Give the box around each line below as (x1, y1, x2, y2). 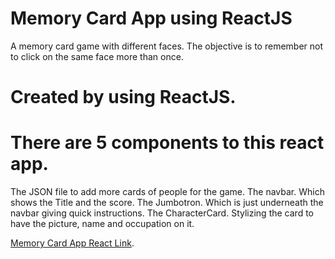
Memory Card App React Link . (10, 237, 135, 249)
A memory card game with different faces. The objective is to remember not (10, 40, 324, 52)
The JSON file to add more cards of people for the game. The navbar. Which (10, 186, 325, 198)
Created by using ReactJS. (10, 86, 237, 109)
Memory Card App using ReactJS (10, 7, 293, 30)
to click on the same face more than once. (10, 50, 184, 62)
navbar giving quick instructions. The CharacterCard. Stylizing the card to (10, 207, 314, 219)
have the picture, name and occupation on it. (10, 218, 195, 230)
